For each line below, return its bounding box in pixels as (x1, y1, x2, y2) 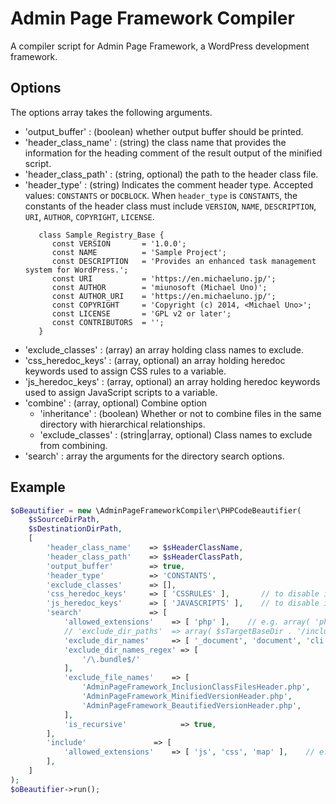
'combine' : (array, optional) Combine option (24, 397, 208, 409)
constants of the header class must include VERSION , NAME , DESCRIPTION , (24, 200, 317, 212)
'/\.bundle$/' (81, 654, 141, 664)
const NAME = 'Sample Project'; (51, 247, 227, 257)
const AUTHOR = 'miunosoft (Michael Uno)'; (51, 282, 268, 292)
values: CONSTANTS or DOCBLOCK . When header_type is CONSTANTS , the (24, 189, 298, 201)
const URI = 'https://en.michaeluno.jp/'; (51, 273, 277, 284)
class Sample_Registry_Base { (38, 230, 165, 240)
